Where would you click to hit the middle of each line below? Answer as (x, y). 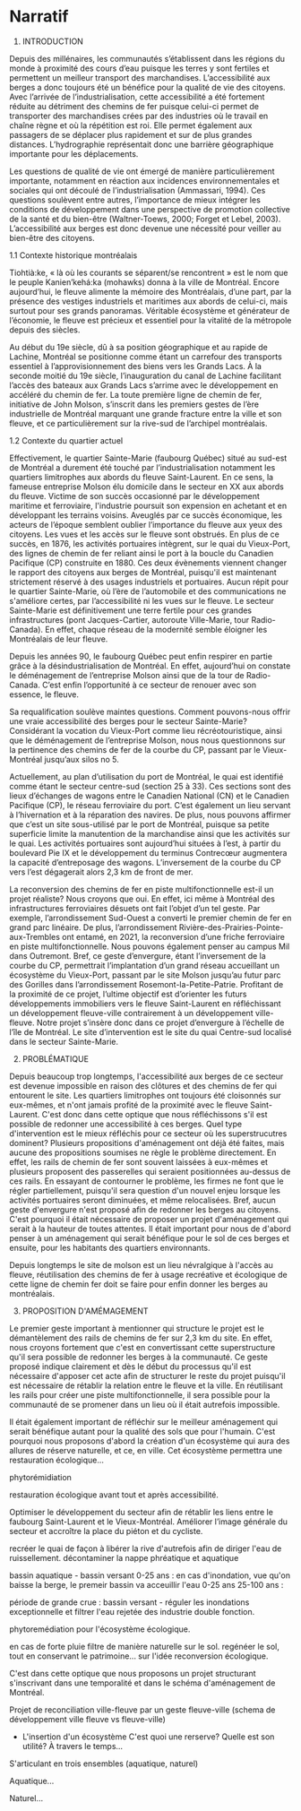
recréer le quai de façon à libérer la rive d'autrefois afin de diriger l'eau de (146, 1548)
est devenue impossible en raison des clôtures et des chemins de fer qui (143, 1085)
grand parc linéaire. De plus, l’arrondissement (93, 927)
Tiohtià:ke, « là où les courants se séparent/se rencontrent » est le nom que (149, 272)
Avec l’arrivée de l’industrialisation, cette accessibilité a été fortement (137, 97)
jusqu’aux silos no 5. (82, 759)
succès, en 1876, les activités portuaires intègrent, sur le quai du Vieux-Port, (150, 543)
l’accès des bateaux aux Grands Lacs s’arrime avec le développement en (144, 385)
